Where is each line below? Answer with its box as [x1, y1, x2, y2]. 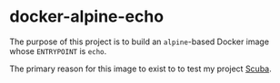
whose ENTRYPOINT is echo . [9, 45, 107, 56]
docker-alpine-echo [9, 6, 165, 27]
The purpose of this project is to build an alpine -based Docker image [9, 36, 270, 47]
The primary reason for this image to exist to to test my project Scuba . [9, 63, 273, 74]
